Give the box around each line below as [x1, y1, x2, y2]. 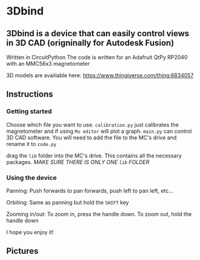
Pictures [6, 246, 39, 256]
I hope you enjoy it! [6, 228, 54, 236]
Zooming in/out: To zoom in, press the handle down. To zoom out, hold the [6, 210, 192, 218]
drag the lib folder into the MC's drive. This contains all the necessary [6, 152, 182, 159]
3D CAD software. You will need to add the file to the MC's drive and [6, 134, 177, 141]
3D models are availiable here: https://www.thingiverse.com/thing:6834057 [6, 72, 194, 79]
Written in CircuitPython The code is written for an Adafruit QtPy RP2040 [6, 54, 188, 61]
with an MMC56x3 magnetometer [6, 60, 90, 67]
